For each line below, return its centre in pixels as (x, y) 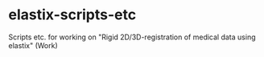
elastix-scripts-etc (72, 15)
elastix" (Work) (33, 45)
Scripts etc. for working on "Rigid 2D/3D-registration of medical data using (132, 37)
